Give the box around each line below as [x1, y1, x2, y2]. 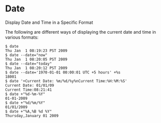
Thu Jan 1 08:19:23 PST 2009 [5, 48, 68, 53]
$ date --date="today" [5, 61, 52, 66]
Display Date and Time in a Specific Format [5, 19, 93, 25]
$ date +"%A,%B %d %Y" [5, 109, 52, 114]
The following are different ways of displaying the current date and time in [5, 29, 156, 35]
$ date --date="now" [5, 53, 48, 58]
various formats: [5, 34, 39, 40]
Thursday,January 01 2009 [5, 113, 58, 118]
